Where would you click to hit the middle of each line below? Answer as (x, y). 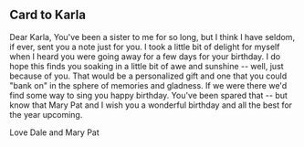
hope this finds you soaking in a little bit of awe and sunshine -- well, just (147, 66)
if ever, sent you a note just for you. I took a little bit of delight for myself (145, 47)
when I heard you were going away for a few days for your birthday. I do (145, 56)
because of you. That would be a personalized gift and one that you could (148, 76)
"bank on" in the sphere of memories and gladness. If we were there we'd (148, 85)
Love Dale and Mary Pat (55, 132)
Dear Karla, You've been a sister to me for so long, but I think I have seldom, (152, 37)
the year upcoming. (46, 114)
